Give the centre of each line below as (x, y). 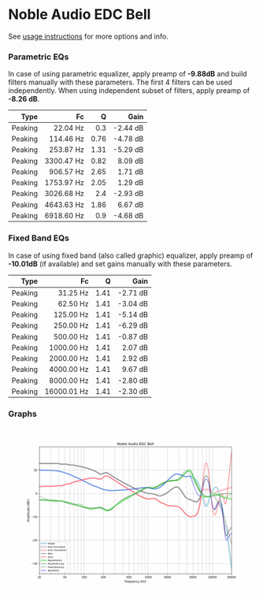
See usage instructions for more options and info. (89, 36)
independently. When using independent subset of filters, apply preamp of (129, 91)
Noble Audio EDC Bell (80, 15)
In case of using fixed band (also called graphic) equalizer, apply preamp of (131, 255)
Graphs (22, 414)
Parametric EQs (39, 57)
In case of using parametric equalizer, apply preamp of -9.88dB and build (128, 74)
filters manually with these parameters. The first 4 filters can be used (120, 82)
